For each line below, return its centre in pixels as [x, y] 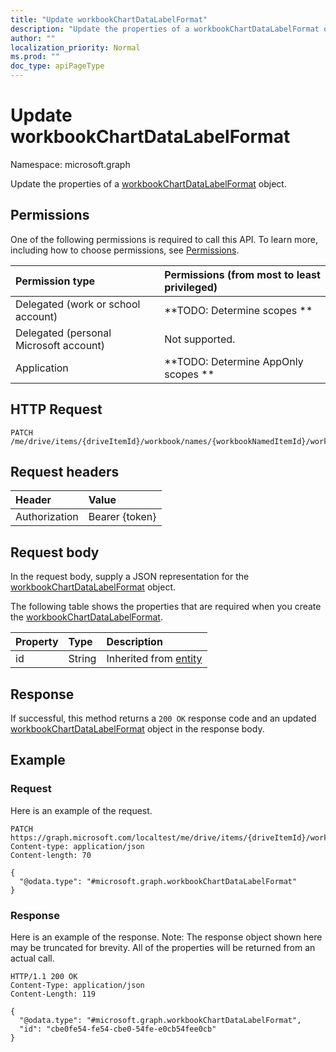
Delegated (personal [63, 333]
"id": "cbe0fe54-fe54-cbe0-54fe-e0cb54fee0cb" [118, 1029]
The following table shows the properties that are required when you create [166, 607]
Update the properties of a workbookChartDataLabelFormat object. [148, 183]
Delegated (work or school [78, 304]
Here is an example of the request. [81, 810]
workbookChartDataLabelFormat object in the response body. [137, 729]
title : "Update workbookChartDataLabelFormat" [109, 19]
